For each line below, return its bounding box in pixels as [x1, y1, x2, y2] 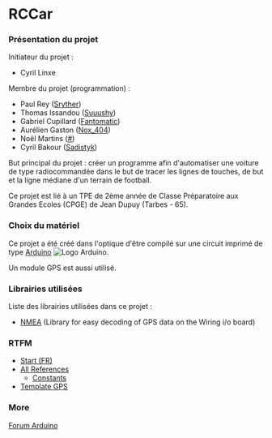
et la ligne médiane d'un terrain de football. [8, 175, 152, 185]
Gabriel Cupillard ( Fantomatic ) [19, 117, 121, 127]
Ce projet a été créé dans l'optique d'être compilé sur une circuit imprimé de [8, 238, 263, 248]
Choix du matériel [8, 220, 79, 231]
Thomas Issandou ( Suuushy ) [19, 108, 117, 118]
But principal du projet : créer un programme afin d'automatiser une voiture [8, 158, 259, 168]
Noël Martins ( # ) [19, 134, 75, 144]
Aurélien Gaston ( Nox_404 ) [19, 125, 111, 135]
